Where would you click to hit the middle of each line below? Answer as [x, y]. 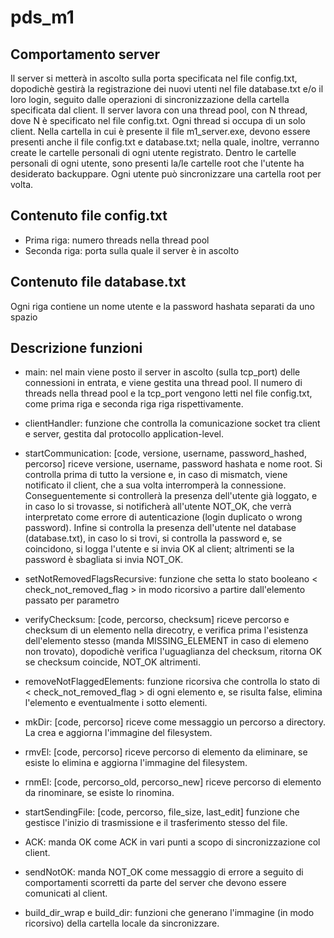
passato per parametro [72, 600]
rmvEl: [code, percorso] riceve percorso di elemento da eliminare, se [166, 752]
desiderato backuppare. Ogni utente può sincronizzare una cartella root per [166, 174]
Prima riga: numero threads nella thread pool [117, 240]
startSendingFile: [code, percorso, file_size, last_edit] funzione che [162, 812]
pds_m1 [42, 17]
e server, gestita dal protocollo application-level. [124, 434]
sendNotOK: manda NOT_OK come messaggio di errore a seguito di [164, 872]
